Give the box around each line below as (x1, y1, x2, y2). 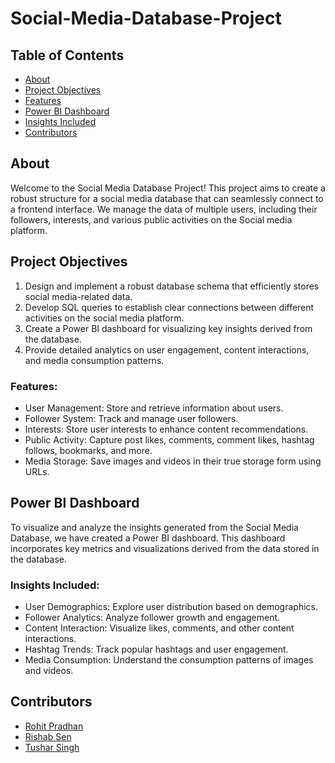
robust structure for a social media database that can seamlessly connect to (10, 192, 324, 204)
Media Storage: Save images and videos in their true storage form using (24, 455, 322, 467)
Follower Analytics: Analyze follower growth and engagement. (24, 612, 281, 624)
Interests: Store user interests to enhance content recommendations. (24, 423, 309, 435)
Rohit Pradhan (24, 720, 84, 732)
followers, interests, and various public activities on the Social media (10, 213, 293, 226)
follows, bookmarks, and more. (24, 444, 153, 456)
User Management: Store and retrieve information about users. (24, 402, 284, 414)
